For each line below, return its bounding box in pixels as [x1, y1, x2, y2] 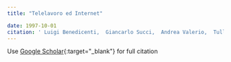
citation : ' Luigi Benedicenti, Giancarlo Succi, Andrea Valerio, [7, 29, 208, 35]
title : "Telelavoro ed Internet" [7, 10, 103, 17]
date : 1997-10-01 [7, 22, 57, 29]
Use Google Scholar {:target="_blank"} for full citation [7, 47, 158, 55]
